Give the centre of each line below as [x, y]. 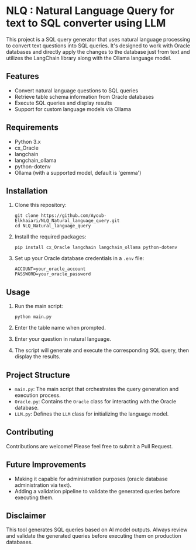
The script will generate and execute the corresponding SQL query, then [102, 350]
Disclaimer [26, 516]
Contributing [30, 432]
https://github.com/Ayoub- [74, 216]
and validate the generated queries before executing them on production [94, 536]
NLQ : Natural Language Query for [90, 11]
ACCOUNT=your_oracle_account [50, 269]
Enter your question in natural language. [63, 339]
